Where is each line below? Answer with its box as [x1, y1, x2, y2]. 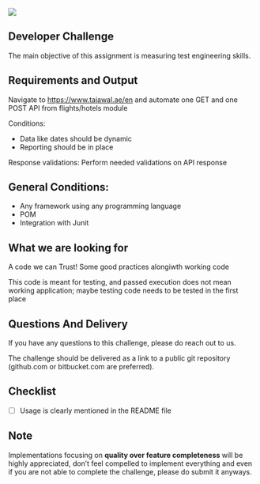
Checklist [8, 384, 57, 399]
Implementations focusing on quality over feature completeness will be [8, 450, 243, 459]
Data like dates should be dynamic [19, 134, 133, 143]
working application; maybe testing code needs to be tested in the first [8, 285, 239, 296]
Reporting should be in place [19, 142, 114, 152]
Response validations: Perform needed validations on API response [8, 157, 228, 167]
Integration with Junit [19, 218, 89, 228]
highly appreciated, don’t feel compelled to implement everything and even [8, 459, 253, 468]
